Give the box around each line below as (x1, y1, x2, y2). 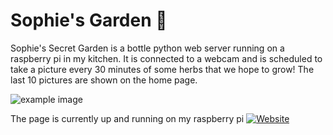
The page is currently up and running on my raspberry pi (10, 112, 245, 124)
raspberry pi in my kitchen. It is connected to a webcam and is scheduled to (10, 52, 323, 64)
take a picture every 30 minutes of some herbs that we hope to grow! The (10, 63, 315, 75)
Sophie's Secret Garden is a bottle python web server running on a (10, 42, 285, 54)
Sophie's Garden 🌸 (10, 9, 168, 32)
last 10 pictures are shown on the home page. (10, 74, 198, 86)
